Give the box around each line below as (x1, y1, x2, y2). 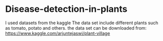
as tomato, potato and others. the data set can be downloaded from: (5, 25, 147, 31)
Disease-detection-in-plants (5, 3, 127, 15)
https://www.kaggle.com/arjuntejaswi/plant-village (5, 30, 110, 36)
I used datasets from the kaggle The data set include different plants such (5, 20, 158, 26)
